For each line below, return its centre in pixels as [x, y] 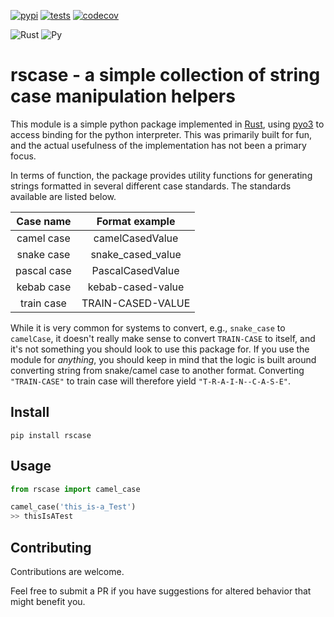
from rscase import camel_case [75, 489]
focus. [23, 156]
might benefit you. [48, 601]
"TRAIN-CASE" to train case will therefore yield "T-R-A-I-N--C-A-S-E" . [151, 381]
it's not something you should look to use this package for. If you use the [160, 349]
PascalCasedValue [135, 270]
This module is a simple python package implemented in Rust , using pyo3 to [167, 124]
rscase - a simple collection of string [165, 75]
